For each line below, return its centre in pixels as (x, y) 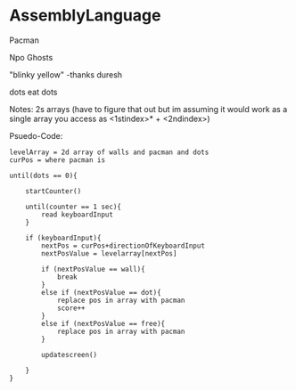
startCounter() (53, 191)
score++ (71, 308)
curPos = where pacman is (57, 160)
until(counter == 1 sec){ (74, 207)
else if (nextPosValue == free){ (103, 323)
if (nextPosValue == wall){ (93, 269)
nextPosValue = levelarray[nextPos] (109, 253)
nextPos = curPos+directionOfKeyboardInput (123, 246)
